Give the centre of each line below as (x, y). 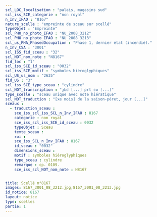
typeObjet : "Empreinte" (31, 29)
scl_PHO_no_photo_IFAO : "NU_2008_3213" (48, 38)
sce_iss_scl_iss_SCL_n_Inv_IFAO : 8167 (56, 113)
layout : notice (21, 197)
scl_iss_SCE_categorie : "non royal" (45, 15)
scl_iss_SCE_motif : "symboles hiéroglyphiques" (57, 71)
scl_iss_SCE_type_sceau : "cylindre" (45, 85)
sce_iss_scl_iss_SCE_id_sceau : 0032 (54, 122)
